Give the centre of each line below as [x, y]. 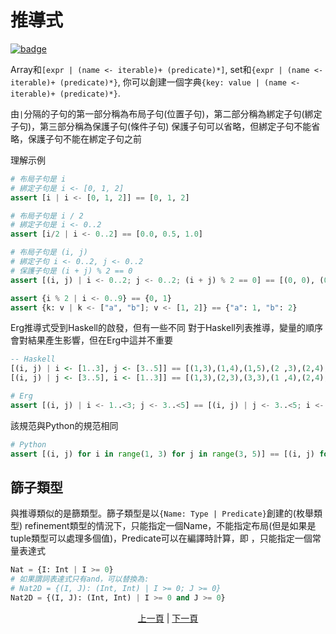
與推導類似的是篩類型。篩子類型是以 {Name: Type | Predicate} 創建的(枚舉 [162, 513]
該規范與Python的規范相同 [64, 425]
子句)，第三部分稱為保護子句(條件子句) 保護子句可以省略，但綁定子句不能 [161, 126]
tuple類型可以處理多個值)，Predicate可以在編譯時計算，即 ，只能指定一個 [161, 538]
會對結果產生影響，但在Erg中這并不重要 [92, 340]
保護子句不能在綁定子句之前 [84, 138]
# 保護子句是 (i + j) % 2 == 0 [71, 271]
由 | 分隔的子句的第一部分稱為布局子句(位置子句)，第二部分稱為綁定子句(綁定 [166, 113]
